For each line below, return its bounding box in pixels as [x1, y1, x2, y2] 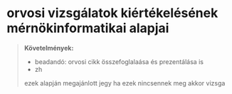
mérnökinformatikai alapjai [6, 20, 169, 36]
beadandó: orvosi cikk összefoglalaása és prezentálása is [34, 57, 204, 66]
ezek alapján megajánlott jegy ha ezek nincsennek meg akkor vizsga [23, 78, 226, 87]
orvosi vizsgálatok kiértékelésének [6, 5, 218, 21]
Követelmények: [23, 43, 74, 52]
